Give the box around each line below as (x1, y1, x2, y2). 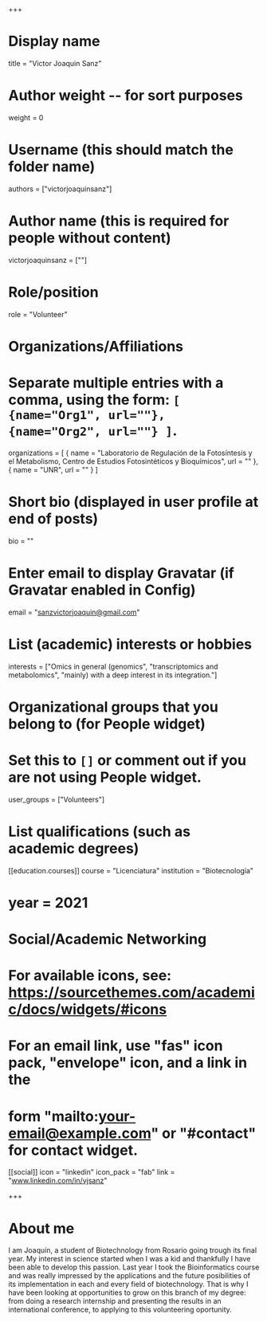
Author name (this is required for (8, 212, 230, 229)
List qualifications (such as (8, 822, 191, 841)
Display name (8, 33, 100, 50)
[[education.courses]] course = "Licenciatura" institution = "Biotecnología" (8, 865, 253, 875)
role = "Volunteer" (8, 309, 68, 319)
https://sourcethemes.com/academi (8, 983, 255, 1002)
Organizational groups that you (8, 698, 219, 716)
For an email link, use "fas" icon (8, 1037, 223, 1055)
